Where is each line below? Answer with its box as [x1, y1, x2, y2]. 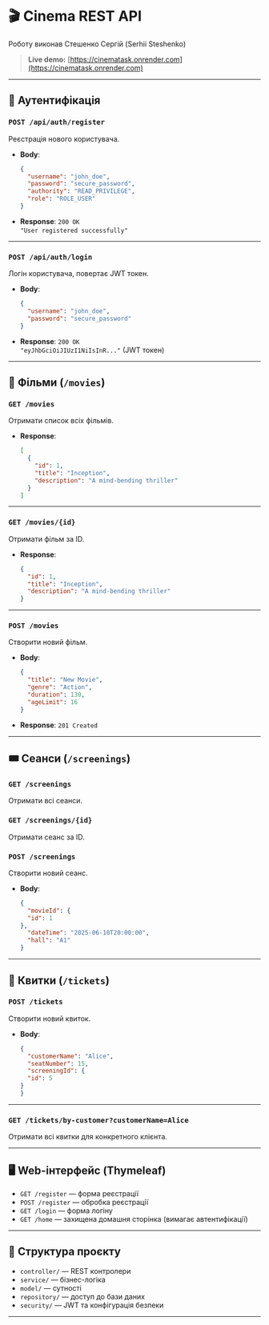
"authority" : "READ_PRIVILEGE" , [27, 187, 135, 195]
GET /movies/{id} [8, 518, 76, 527]
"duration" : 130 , [27, 691, 86, 699]
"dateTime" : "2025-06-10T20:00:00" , [27, 929, 150, 937]
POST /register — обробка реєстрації [19, 1198, 149, 1207]
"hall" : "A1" [27, 936, 71, 945]
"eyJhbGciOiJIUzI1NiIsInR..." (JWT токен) [19, 345, 165, 354]
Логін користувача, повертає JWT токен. [8, 269, 150, 278]
